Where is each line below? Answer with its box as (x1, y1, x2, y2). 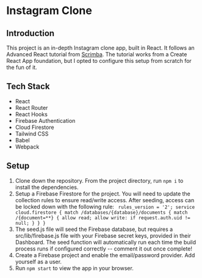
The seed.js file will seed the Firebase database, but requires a (15, 225, 173, 233)
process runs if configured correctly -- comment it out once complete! (15, 245, 193, 252)
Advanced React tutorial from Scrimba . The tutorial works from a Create (6, 51, 187, 58)
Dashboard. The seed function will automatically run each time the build (15, 238, 197, 246)
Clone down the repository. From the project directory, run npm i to (15, 177, 184, 184)
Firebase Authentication (15, 117, 76, 124)
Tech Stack (6, 81, 50, 92)
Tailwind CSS (15, 130, 49, 137)
